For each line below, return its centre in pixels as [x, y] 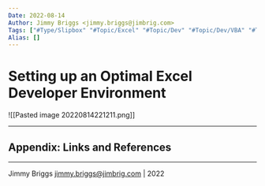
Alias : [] [24, 37]
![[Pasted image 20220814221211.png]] [72, 115]
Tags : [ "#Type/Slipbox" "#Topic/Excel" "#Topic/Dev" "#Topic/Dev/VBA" [127, 30]
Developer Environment [88, 93]
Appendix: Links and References [90, 147]
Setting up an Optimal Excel [101, 76]
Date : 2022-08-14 [37, 15]
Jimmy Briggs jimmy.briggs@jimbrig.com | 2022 [86, 173]
